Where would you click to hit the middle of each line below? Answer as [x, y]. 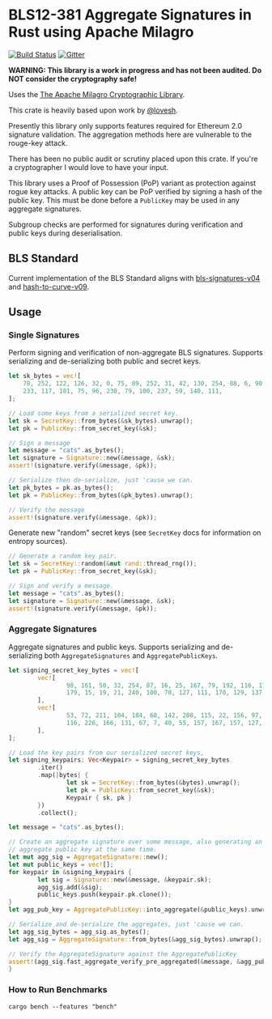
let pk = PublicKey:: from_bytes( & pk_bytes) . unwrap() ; [101, 495]
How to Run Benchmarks [58, 990]
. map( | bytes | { [63, 775]
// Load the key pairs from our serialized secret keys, [106, 753]
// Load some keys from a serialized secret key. [94, 413]
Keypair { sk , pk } [99, 798]
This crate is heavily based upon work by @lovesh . [93, 110]
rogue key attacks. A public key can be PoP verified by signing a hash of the [136, 191]
